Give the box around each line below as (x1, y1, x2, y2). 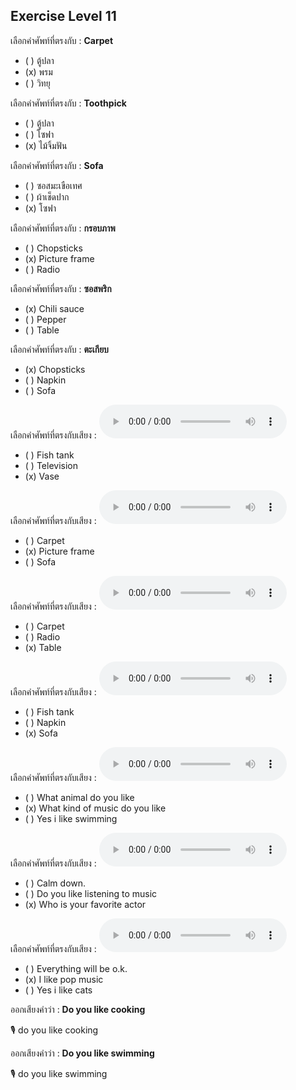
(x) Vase (24, 470, 60, 482)
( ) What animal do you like (24, 791, 135, 803)
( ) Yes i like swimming (24, 812, 118, 824)
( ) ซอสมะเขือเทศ (24, 179, 83, 191)
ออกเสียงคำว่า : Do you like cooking (10, 1003, 146, 1015)
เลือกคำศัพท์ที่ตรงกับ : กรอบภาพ (10, 222, 116, 234)
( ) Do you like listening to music (24, 887, 158, 899)
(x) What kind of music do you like (24, 802, 167, 814)
